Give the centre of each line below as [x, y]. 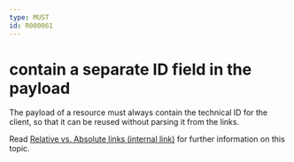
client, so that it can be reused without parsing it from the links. [124, 122]
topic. [19, 149]
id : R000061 [31, 26]
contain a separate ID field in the [131, 69]
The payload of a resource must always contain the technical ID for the [139, 112]
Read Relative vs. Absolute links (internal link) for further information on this [147, 139]
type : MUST [29, 17]
